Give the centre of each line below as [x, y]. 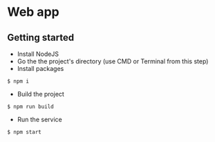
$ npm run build [30, 107]
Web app [34, 12]
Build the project [40, 94]
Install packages [40, 69]
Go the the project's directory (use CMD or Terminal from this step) [113, 61]
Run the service [39, 119]
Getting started [41, 38]
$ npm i [18, 81]
